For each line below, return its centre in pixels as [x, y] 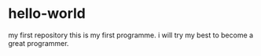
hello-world [47, 14]
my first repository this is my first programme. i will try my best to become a [131, 35]
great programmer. [39, 43]
